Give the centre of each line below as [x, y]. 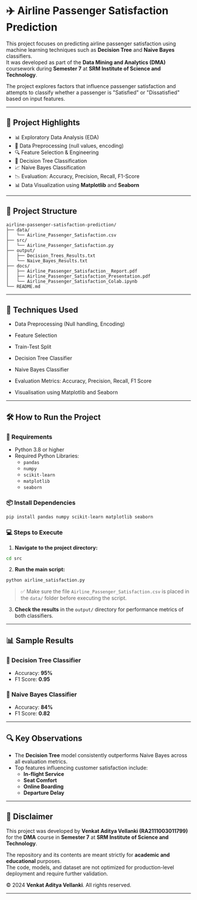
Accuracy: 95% [33, 673]
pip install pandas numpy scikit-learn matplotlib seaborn [80, 517]
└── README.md [23, 286]
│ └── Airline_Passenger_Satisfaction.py [60, 245]
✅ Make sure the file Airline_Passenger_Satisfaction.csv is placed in [105, 591]
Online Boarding [43, 787]
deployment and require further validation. [57, 874]
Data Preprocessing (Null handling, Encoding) [69, 324]
